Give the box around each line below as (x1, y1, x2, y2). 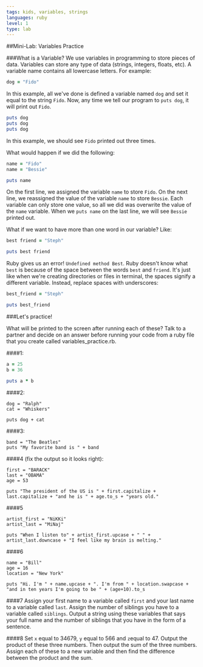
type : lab (6, 26, 32, 32)
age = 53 (6, 477, 29, 484)
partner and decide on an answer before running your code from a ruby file (6, 331, 194, 338)
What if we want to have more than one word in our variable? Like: (6, 226, 172, 233)
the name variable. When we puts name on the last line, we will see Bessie (6, 208, 187, 215)
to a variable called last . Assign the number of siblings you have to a (6, 603, 179, 610)
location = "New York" (6, 570, 64, 576)
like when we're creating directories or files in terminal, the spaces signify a (6, 273, 196, 280)
